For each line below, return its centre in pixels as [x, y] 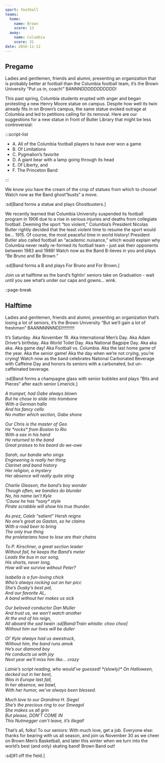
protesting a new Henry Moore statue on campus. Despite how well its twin [81, 104]
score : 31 [24, 42]
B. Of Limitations [29, 149]
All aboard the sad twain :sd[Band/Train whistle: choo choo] [66, 623]
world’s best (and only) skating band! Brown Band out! [60, 746]
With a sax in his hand [28, 435]
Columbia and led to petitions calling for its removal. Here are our [71, 114]
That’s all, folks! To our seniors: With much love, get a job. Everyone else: [79, 730]
